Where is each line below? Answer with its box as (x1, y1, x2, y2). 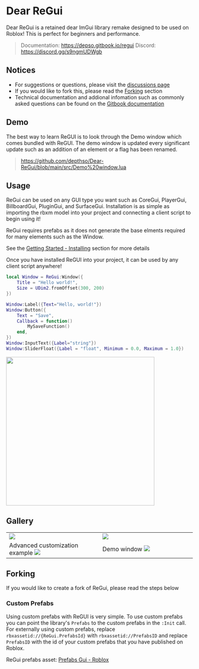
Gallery (6, 516, 34, 526)
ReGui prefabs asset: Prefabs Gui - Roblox (6, 656, 110, 663)
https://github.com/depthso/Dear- (20, 157, 104, 164)
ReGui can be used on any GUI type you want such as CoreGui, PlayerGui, (6, 196, 187, 203)
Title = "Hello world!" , (17, 279, 78, 286)
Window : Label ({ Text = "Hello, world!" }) (6, 301, 102, 307)
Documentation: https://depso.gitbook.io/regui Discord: (20, 42, 156, 49)
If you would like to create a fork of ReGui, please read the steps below (6, 585, 179, 592)
